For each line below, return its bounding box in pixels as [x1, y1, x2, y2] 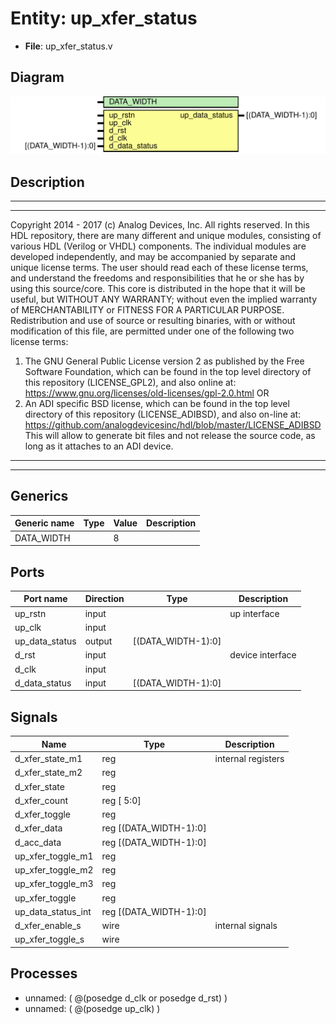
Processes [10, 965, 78, 982]
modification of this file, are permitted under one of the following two [10, 325, 295, 337]
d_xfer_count [14, 794, 68, 806]
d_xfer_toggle [14, 808, 72, 821]
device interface [229, 649, 297, 661]
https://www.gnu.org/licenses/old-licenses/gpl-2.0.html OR [24, 387, 270, 399]
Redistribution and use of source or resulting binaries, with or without [10, 315, 296, 327]
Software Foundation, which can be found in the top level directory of [24, 366, 312, 378]
